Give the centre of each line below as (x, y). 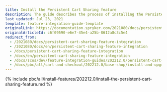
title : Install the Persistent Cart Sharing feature (61, 10)
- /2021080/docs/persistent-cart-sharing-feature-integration (75, 42)
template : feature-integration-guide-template (54, 23)
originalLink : (20, 28)
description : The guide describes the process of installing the (74, 14)
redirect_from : (21, 38)
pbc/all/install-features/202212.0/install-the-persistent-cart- (90, 79)
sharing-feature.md (25, 84)
